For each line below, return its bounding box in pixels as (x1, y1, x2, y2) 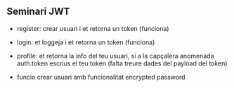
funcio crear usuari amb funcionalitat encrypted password (16, 73, 186, 81)
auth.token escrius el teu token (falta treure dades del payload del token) (16, 59, 228, 68)
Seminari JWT (6, 6, 70, 18)
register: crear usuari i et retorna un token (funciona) (16, 24, 169, 32)
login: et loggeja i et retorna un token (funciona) (16, 38, 155, 46)
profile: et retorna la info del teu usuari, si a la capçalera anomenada (16, 51, 215, 60)
